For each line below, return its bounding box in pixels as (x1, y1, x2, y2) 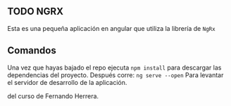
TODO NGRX (7, 6, 63, 18)
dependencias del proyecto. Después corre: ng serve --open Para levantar (7, 70, 224, 79)
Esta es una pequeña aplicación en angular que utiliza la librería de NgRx (7, 24, 216, 32)
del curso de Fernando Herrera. (7, 91, 99, 100)
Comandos (7, 45, 56, 57)
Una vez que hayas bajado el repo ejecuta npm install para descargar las (7, 63, 222, 72)
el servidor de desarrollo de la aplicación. (7, 78, 127, 86)
